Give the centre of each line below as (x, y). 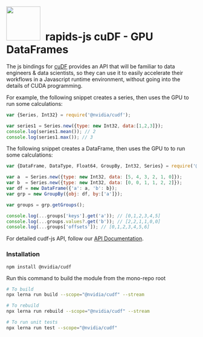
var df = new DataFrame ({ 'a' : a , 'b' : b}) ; (62, 188)
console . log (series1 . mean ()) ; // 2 (51, 131)
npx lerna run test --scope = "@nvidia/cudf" (62, 328)
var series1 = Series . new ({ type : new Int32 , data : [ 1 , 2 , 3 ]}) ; (85, 126)
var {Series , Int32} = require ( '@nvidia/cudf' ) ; (69, 115)
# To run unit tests (32, 322)
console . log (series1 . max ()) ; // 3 (50, 137)
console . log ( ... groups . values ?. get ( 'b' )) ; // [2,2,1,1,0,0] (84, 221)
